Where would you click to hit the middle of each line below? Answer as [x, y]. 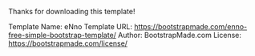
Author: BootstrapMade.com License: [180, 35]
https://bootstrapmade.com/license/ [68, 43]
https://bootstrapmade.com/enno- [190, 26]
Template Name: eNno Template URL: [70, 26]
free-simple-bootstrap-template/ [62, 35]
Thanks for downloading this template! [72, 11]
